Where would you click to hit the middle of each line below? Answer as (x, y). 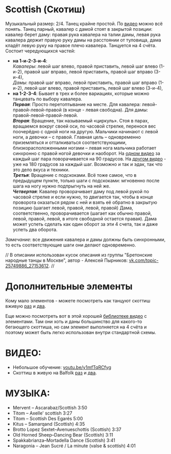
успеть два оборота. (35, 230)
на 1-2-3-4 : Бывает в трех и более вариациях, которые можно (81, 93)
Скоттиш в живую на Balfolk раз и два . (55, 373)
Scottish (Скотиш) (45, 9)
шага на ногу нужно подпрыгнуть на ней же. (62, 186)
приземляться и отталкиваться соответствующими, (69, 142)
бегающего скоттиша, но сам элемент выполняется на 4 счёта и (76, 327)
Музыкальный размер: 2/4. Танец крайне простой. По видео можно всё (84, 24)
